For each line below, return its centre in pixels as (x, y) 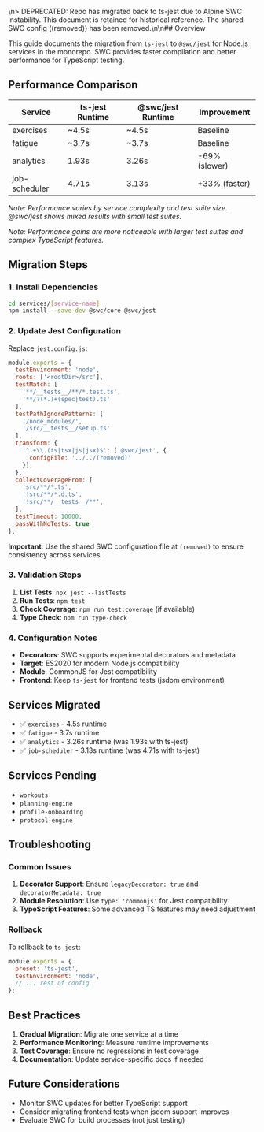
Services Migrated (54, 705)
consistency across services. (55, 554)
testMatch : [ (37, 385)
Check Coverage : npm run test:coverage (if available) (107, 609)
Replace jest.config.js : (48, 348)
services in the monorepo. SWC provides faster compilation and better (123, 52)
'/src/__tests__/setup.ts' (66, 429)
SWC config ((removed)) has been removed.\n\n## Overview (107, 28)
